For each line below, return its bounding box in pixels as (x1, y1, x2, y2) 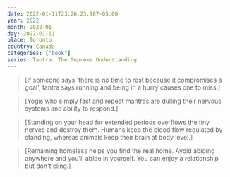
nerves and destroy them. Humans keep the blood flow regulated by (24, 125, 223, 134)
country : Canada (7, 43, 55, 50)
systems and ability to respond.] (24, 104, 119, 113)
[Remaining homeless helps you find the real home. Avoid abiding (24, 146, 215, 155)
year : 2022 (7, 17, 40, 24)
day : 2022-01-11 (7, 30, 55, 37)
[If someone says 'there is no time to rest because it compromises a (24, 75, 222, 84)
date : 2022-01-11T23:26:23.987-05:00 (7, 10, 119, 18)
